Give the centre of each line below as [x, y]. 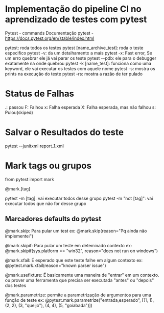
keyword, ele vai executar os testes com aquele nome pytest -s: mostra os [80, 68]
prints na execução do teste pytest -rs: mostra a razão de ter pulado [74, 74]
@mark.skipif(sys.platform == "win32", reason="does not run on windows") [82, 251]
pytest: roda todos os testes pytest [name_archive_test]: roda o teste [74, 48]
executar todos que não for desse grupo [46, 203]
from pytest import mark [30, 179]
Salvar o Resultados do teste [64, 132]
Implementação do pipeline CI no [73, 9]
